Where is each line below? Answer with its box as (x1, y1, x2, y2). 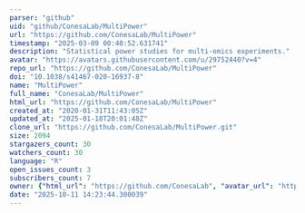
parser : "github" (9, 13, 75, 23)
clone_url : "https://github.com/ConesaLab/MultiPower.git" (9, 123, 238, 132)
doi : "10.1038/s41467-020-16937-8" (9, 73, 144, 82)
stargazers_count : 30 (9, 140, 92, 149)
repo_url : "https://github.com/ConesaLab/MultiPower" (9, 64, 218, 73)
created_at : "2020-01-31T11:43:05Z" (9, 106, 148, 115)
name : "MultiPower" (9, 81, 84, 90)
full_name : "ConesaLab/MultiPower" (9, 89, 144, 98)
